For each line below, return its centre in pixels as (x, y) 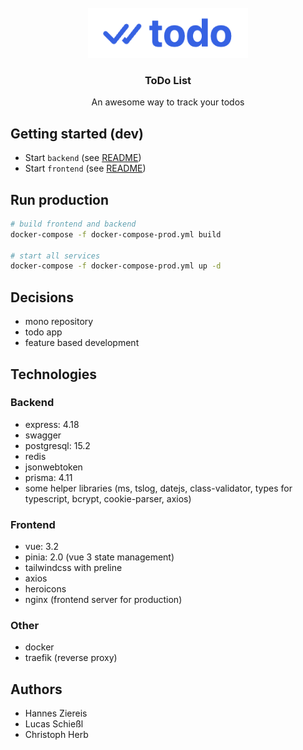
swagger (43, 435)
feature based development (82, 343)
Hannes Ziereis (56, 713)
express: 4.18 (52, 424)
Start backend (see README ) (83, 158)
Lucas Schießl (54, 724)
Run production (60, 199)
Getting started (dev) (77, 133)
